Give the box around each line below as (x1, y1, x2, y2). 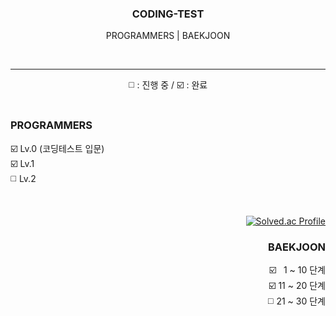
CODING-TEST (131, 7, 205, 21)
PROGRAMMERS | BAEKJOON (105, 30, 231, 42)
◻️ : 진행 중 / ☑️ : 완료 (128, 79, 208, 91)
